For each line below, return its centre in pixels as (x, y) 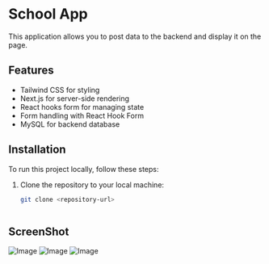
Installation (37, 150)
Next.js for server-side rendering (75, 98)
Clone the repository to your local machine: (92, 184)
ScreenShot (39, 231)
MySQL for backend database (70, 124)
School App (48, 14)
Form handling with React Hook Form (82, 115)
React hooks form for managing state (82, 107)
